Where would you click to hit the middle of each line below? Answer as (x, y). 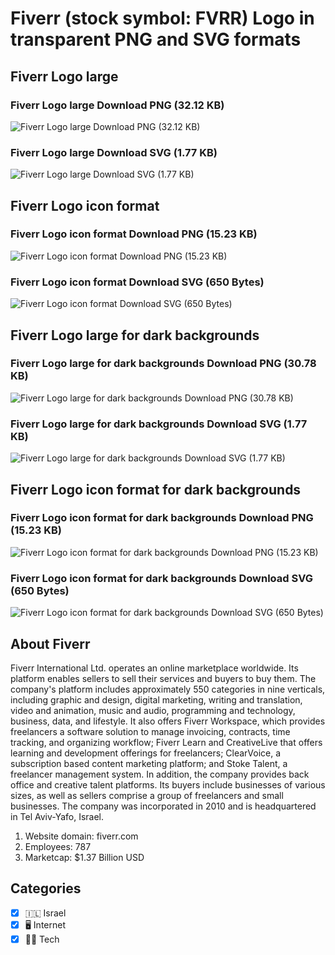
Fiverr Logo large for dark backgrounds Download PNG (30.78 (163, 364)
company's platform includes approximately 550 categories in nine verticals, (168, 689)
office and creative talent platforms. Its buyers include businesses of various (168, 784)
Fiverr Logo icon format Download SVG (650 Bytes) (137, 282)
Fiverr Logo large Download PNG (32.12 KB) (117, 105)
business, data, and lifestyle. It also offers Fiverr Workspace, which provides (168, 721)
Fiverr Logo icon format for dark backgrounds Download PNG (162, 518)
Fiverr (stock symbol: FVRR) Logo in (162, 18)
